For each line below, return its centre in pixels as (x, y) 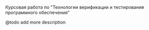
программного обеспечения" (38, 12)
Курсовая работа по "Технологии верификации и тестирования (75, 7)
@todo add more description (36, 22)
